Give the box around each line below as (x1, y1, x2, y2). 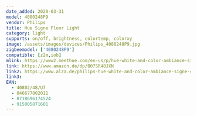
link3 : (6, 74, 22, 80)
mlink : (6, 57, 22, 63)
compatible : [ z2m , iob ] (6, 52, 62, 58)
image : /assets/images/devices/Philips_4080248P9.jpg (6, 42, 141, 47)
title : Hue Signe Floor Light (6, 25, 80, 31)
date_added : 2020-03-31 (6, 8, 64, 15)
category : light (6, 30, 46, 36)
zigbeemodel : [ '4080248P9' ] (6, 47, 75, 53)
